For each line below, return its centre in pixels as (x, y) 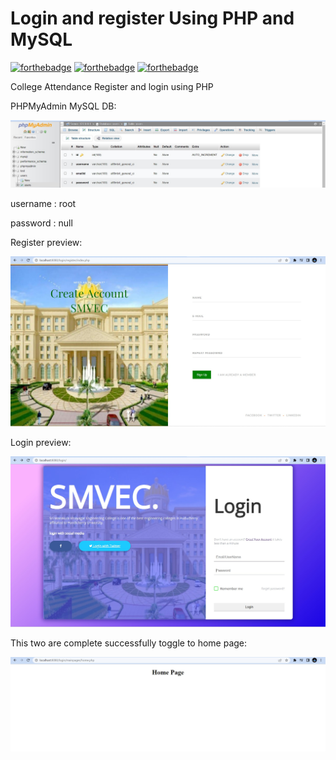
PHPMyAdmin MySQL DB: (63, 106)
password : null (41, 223)
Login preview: (41, 443)
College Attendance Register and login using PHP (112, 86)
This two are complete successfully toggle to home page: (129, 643)
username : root (43, 204)
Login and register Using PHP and (152, 18)
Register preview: (46, 243)
